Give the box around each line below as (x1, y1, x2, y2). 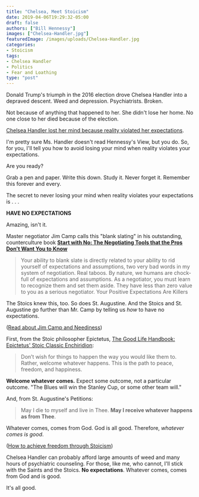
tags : (6, 53, 20, 59)
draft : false (6, 20, 39, 26)
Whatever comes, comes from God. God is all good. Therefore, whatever (6, 425, 184, 432)
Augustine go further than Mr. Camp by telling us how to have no (6, 306, 165, 314)
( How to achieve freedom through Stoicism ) (6, 442, 113, 449)
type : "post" (6, 75, 39, 81)
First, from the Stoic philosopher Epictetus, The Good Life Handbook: (6, 335, 175, 343)
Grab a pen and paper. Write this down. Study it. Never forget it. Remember (6, 174, 190, 181)
